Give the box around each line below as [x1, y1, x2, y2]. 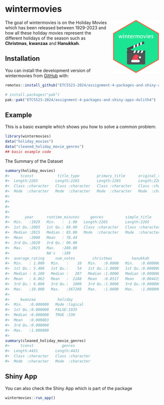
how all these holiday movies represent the [5, 30, 91, 36]
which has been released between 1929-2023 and [5, 24, 106, 30]
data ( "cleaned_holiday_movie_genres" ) [5, 144, 84, 149]
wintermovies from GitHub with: [5, 72, 69, 79]
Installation [5, 55, 40, 63]
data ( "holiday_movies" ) [5, 139, 54, 144]
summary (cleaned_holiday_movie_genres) [5, 338, 86, 343]
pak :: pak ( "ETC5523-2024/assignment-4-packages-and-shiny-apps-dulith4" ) [5, 97, 156, 102]
